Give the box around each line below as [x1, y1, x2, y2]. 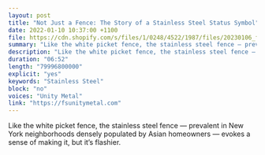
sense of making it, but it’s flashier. [8, 138, 121, 147]
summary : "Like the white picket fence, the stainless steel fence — [8, 41, 242, 49]
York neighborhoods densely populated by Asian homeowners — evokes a [8, 129, 251, 138]
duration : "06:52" [8, 56, 69, 64]
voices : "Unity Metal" [8, 92, 83, 100]
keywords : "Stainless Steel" [8, 77, 104, 85]
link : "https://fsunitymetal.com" [8, 99, 122, 107]
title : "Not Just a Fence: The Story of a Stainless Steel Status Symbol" [8, 19, 259, 27]
